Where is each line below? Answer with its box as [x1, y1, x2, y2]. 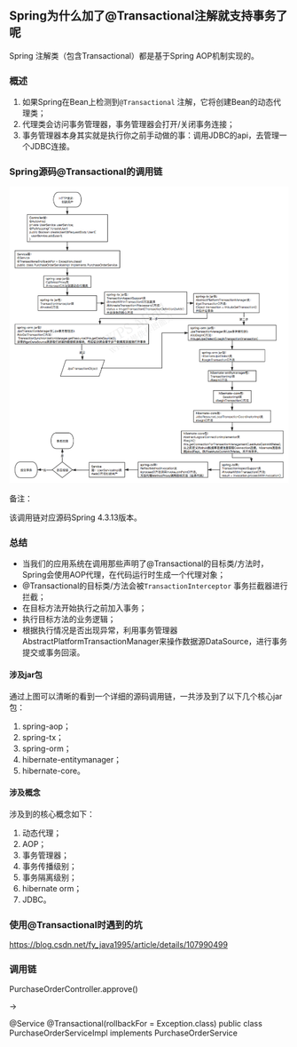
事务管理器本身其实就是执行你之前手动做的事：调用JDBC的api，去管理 [21, 130, 280, 140]
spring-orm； [21, 743, 73, 754]
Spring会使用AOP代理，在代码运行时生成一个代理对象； [21, 570, 226, 580]
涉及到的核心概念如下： [9, 808, 95, 819]
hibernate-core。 [21, 765, 86, 776]
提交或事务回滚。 [21, 647, 85, 658]
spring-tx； [21, 731, 65, 742]
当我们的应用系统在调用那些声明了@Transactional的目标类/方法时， [21, 558, 269, 569]
